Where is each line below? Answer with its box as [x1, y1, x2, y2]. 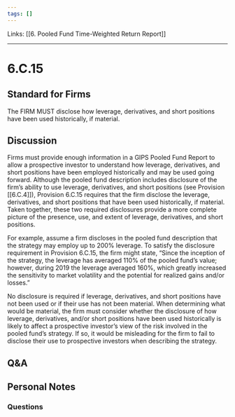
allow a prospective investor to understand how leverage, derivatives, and [7, 160, 220, 169]
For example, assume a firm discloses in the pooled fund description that [7, 234, 218, 242]
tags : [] [7, 10, 33, 18]
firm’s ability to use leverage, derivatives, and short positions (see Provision [7, 183, 225, 191]
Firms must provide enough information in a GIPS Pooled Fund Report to [7, 153, 215, 162]
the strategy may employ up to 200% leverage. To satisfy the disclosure [7, 241, 215, 249]
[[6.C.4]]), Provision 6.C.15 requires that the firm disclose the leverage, [7, 191, 210, 199]
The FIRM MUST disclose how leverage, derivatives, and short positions [7, 107, 215, 116]
